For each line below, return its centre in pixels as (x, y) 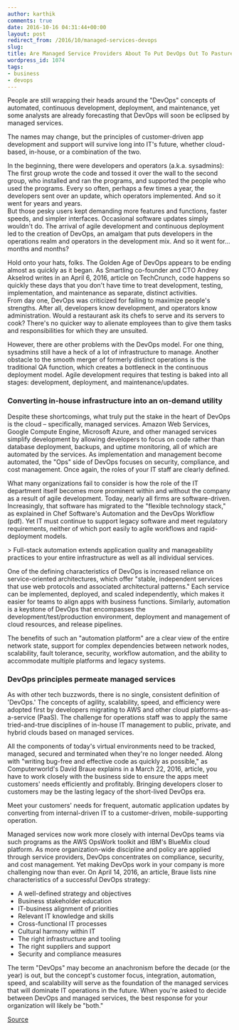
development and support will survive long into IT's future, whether (106, 144)
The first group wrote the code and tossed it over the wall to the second (113, 173)
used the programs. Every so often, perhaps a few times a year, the (106, 189)
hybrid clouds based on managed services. (71, 732)
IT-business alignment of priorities (68, 908)
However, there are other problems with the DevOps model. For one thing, (116, 345)
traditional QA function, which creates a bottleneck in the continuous (108, 367)
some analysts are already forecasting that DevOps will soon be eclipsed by (118, 115)
